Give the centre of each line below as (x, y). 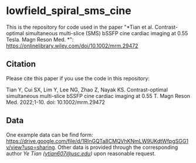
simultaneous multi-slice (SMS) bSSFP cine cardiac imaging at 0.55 (107, 33)
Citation (21, 64)
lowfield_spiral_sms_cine (69, 11)
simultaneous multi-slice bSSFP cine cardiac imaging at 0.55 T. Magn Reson (98, 96)
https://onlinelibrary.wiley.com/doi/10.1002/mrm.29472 (72, 46)
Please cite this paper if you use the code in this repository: (78, 78)
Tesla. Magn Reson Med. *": (40, 39)
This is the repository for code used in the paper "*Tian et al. (80, 27)
